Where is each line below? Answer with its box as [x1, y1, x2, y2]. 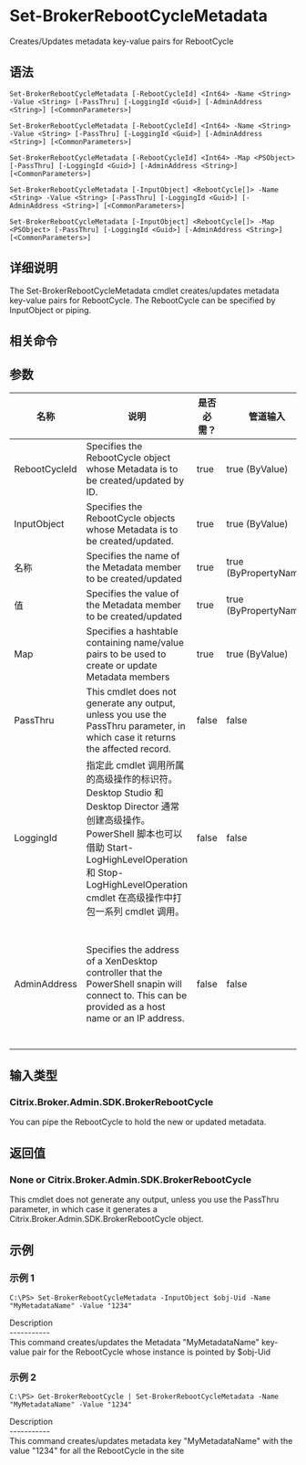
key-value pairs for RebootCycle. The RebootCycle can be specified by [9, 294, 276, 306]
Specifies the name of [86, 549, 180, 562]
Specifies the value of [86, 586, 179, 599]
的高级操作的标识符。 [86, 773, 178, 785]
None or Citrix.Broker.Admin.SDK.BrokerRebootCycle [9, 1173, 252, 1186]
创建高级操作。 [86, 814, 150, 827]
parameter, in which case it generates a [9, 1204, 158, 1215]
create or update [86, 659, 158, 671]
